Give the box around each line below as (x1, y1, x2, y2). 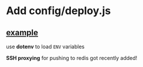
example (6, 28, 39, 38)
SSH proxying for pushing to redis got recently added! (6, 55, 138, 61)
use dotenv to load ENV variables (6, 43, 85, 50)
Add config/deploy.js (6, 4, 111, 18)
